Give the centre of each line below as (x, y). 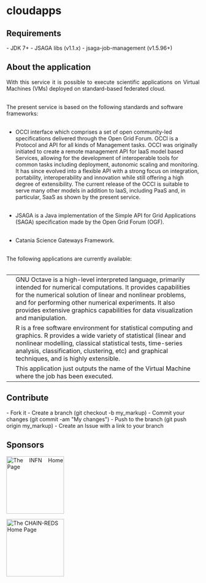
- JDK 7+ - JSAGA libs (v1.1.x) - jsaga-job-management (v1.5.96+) (90, 48)
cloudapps (34, 11)
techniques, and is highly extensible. (68, 358)
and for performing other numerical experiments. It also (95, 302)
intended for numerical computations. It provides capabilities (103, 287)
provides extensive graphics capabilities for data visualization (104, 310)
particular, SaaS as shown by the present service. (78, 197)
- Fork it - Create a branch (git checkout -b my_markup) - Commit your (96, 413)
